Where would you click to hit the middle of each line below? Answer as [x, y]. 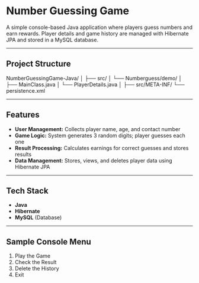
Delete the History [37, 269]
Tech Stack [27, 191]
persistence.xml [26, 90]
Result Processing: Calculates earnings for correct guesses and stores [102, 148]
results [23, 154]
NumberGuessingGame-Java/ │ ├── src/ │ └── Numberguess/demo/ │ [94, 78]
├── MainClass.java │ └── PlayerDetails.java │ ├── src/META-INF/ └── [95, 84]
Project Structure [38, 64]
